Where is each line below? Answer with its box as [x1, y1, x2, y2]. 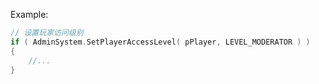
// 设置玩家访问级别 [10, 28, 84, 38]
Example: [10, 9, 49, 20]
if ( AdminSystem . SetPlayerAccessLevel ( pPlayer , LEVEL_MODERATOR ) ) [10, 37, 311, 47]
